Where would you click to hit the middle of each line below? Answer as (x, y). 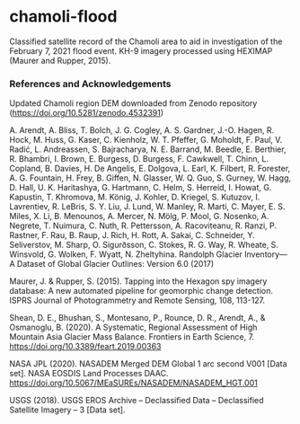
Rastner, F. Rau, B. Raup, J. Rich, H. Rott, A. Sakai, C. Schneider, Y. (132, 235)
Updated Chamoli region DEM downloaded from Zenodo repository (133, 103)
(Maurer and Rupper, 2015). (60, 60)
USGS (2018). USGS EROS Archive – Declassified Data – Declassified (137, 401)
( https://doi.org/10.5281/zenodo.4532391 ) (87, 113)
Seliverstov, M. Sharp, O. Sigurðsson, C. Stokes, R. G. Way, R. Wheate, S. (144, 245)
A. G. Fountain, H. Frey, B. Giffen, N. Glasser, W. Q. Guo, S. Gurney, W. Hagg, (150, 178)
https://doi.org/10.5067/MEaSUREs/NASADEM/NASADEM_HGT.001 (133, 383)
